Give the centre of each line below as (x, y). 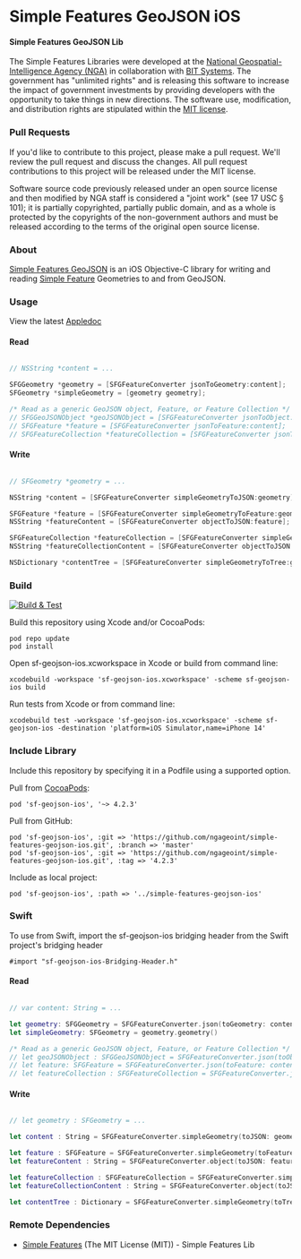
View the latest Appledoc (56, 321)
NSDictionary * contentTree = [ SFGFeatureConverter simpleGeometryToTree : (150, 563)
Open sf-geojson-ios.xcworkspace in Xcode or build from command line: (144, 664)
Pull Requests (40, 133)
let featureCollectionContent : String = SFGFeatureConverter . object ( (144, 1186)
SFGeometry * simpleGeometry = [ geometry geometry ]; (107, 393)
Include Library (43, 751)
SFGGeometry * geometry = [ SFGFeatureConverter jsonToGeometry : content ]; (148, 385)
